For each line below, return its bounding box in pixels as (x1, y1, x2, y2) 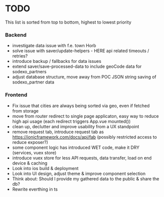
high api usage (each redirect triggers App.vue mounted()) (12, 118, 131, 124)
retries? (12, 53, 28, 59)
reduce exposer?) (12, 139, 48, 145)
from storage (12, 108, 39, 113)
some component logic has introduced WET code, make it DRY (12, 144, 140, 150)
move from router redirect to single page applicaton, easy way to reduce (12, 113, 159, 119)
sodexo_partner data (12, 79, 55, 85)
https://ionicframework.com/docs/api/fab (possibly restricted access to (12, 134, 157, 140)
